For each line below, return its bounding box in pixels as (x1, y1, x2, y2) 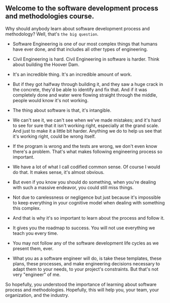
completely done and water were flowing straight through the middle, (12, 92, 158, 98)
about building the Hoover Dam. (12, 61, 80, 68)
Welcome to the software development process (5, 4, 159, 13)
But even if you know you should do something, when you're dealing (12, 179, 156, 185)
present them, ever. (12, 245, 54, 251)
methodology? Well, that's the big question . (5, 31, 99, 37)
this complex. (12, 205, 41, 211)
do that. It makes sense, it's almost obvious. (12, 169, 105, 175)
